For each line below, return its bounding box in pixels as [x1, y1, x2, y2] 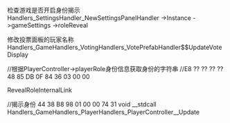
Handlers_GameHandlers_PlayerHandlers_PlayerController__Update [7, 108, 200, 116]
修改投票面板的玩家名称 [7, 35, 74, 44]
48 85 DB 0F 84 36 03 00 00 [7, 73, 90, 81]
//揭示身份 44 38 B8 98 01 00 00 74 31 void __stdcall [7, 100, 157, 108]
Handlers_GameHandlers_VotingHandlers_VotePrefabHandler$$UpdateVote [7, 44, 222, 51]
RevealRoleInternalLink [7, 86, 73, 94]
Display [7, 50, 29, 59]
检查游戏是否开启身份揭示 [7, 6, 80, 14]
